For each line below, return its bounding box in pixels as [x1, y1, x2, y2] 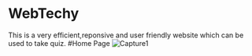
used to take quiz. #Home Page [8, 38, 110, 47]
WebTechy [8, 5, 80, 23]
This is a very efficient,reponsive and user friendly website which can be [8, 30, 244, 40]
